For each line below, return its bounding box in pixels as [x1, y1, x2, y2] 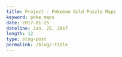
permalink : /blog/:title [6, 42, 68, 48]
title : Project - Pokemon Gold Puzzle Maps [6, 8, 117, 15]
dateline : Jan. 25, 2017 [6, 25, 68, 31]
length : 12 [6, 31, 33, 37]
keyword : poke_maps [6, 14, 55, 20]
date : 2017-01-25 [6, 20, 50, 26]
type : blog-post [6, 36, 47, 42]
